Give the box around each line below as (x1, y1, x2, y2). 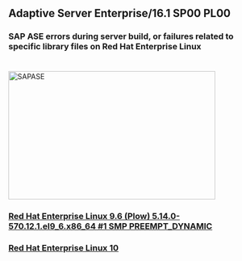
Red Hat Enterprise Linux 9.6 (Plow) (8, 211, 151, 222)
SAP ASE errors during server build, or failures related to (8, 31, 234, 42)
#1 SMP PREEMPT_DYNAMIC (98, 221, 213, 232)
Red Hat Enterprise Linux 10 (8, 242, 119, 254)
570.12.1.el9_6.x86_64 (8, 221, 97, 232)
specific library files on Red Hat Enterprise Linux (8, 41, 202, 53)
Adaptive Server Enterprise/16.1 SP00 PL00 (8, 6, 232, 20)
